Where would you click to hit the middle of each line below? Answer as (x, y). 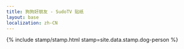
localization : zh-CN (32, 23)
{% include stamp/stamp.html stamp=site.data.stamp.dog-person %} (92, 40)
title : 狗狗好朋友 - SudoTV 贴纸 (45, 12)
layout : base (23, 17)
